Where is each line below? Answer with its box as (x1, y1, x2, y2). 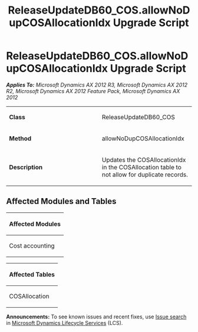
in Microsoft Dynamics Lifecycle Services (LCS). (6, 319, 123, 326)
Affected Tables (9, 270, 55, 278)
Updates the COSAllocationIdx (102, 156, 186, 164)
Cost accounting (9, 241, 55, 249)
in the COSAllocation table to (102, 163, 181, 171)
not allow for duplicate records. (102, 170, 189, 179)
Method (9, 134, 32, 142)
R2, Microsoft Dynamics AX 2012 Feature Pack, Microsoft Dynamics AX (6, 87, 180, 94)
